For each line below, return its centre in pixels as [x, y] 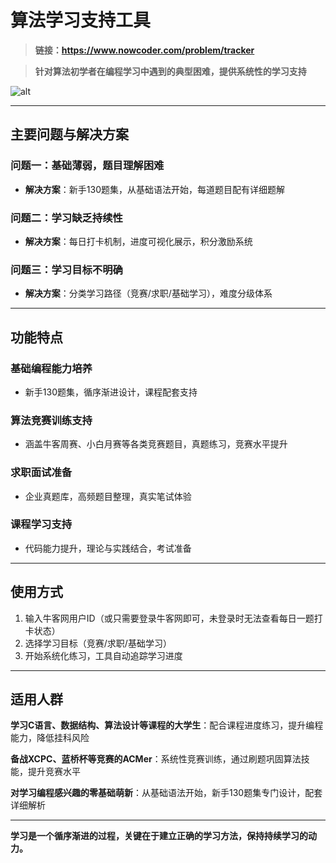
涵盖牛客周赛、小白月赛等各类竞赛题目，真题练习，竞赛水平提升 [156, 444]
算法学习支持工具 [81, 20]
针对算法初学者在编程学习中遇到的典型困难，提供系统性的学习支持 [170, 71]
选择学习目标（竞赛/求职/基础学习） [98, 643]
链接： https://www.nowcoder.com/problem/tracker [144, 50]
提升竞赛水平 [54, 772]
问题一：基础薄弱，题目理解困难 [87, 166]
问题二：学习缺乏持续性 [66, 218]
